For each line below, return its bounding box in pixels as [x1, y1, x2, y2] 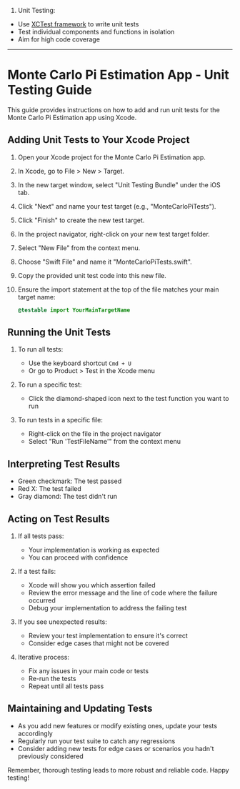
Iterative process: [17, 653, 70, 662]
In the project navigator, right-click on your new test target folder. [17, 229, 211, 238]
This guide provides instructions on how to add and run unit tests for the [7, 105, 220, 114]
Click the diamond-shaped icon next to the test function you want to [28, 394, 229, 403]
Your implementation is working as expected [28, 546, 159, 555]
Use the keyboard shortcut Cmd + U [28, 359, 132, 367]
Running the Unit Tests [7, 327, 111, 339]
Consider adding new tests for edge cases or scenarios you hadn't [17, 744, 214, 753]
